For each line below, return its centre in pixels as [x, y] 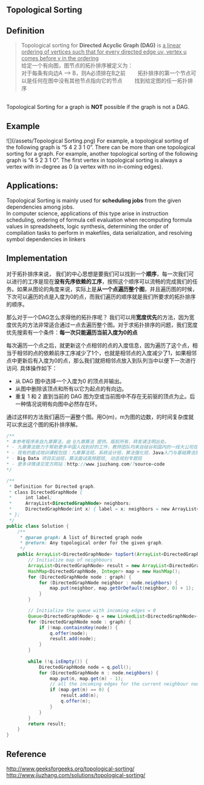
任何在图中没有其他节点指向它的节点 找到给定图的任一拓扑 [110, 81]
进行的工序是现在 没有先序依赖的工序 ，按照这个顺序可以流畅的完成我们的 [102, 281]
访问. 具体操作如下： [32, 368]
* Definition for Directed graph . [53, 486]
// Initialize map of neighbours [70, 560]
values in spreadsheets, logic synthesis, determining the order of [87, 226]
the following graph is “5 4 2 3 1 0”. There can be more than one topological [101, 147]
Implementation [37, 258]
